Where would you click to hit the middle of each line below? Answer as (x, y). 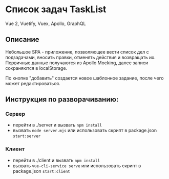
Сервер (15, 114)
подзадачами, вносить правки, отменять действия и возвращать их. (81, 57)
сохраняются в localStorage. (36, 68)
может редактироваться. (33, 83)
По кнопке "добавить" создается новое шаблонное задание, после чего (84, 78)
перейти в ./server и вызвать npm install (57, 125)
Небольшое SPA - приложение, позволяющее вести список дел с (77, 52)
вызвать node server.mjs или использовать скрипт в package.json (85, 131)
